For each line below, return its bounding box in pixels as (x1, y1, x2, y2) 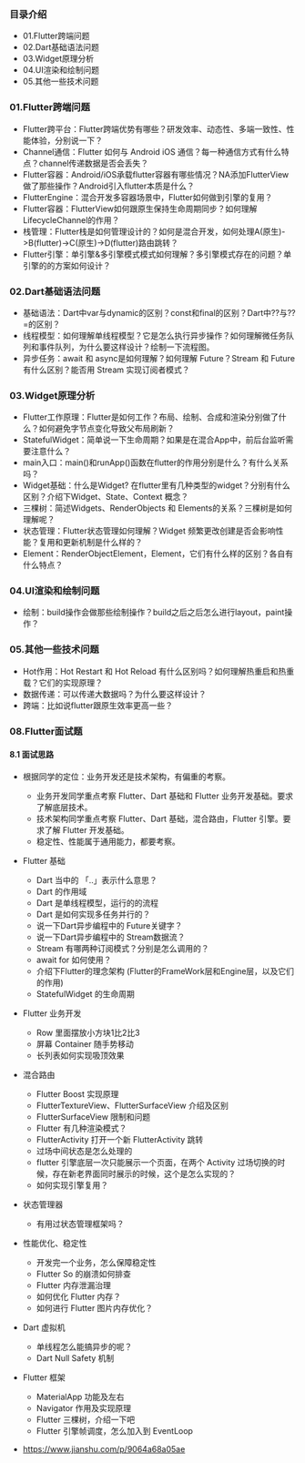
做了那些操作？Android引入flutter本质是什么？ (22, 180, 196, 191)
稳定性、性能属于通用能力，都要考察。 (36, 836, 180, 847)
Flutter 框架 (22, 1372, 66, 1383)
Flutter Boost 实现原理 (36, 1088, 119, 1099)
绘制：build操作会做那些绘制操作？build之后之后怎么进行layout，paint (22, 607, 285, 618)
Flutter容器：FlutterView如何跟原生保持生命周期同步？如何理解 (22, 203, 258, 214)
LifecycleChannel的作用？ (22, 214, 120, 225)
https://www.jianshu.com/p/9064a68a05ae (22, 1443, 186, 1454)
